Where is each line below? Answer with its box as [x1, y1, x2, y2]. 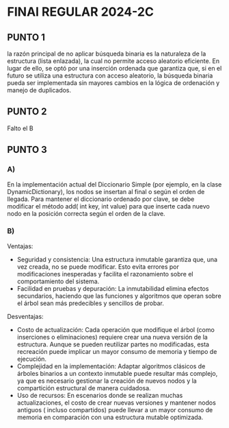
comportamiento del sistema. [16, 277, 100, 285]
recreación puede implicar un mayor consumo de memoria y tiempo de [16, 347, 217, 355]
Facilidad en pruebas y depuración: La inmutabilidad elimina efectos [16, 284, 209, 292]
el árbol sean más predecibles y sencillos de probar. [16, 299, 164, 307]
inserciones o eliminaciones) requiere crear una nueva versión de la [16, 333, 208, 341]
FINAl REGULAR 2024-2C [7, 4, 154, 20]
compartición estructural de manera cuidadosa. [16, 383, 152, 392]
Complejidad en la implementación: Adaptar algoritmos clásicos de [16, 361, 206, 370]
